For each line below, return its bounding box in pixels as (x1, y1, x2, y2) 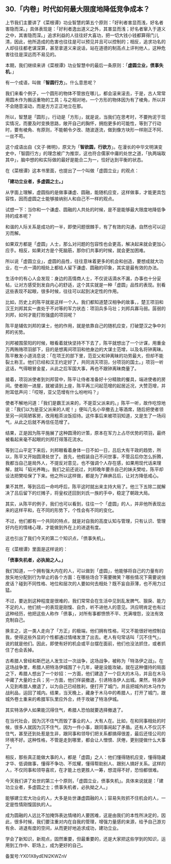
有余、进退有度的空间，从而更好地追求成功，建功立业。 (5, 825, 121, 831)
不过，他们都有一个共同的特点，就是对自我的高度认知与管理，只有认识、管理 (5, 518, 166, 524)
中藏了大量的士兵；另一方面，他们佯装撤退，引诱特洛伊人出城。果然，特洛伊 (5, 677, 166, 683)
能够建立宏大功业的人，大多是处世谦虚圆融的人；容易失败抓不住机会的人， (5, 795, 161, 801)
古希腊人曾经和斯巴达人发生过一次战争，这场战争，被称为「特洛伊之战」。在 (5, 658, 164, 664)
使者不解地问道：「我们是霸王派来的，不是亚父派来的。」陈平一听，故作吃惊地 (5, 400, 166, 406)
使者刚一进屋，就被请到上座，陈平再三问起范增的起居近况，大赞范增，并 (14, 382, 166, 389)
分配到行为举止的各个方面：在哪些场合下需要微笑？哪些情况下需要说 (18, 574, 161, 580)
